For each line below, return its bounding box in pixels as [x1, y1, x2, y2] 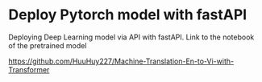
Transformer [8, 64, 50, 74]
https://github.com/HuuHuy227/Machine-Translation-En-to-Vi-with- [8, 56, 235, 66]
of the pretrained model [8, 40, 87, 50]
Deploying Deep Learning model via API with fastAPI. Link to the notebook [8, 32, 255, 42]
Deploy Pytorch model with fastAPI [8, 6, 247, 24]
